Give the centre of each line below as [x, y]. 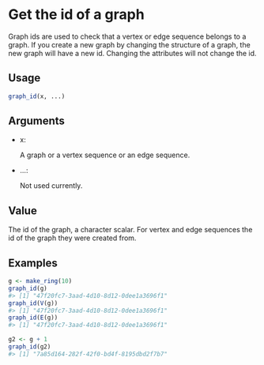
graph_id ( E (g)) [33, 318]
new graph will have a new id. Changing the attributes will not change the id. [132, 53]
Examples [33, 263]
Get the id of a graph [76, 15]
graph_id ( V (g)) [33, 303]
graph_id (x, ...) [37, 96]
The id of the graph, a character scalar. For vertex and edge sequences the [130, 230]
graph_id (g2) [30, 347]
